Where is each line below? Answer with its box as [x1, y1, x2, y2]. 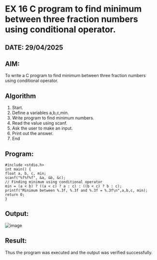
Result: [5, 237, 27, 245]
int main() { [5, 167, 31, 172]
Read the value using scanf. [12, 120, 68, 126]
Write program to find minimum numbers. [12, 115, 94, 121]
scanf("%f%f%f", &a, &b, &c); [5, 176, 66, 180]
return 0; [5, 193, 25, 197]
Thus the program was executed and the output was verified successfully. [5, 249, 153, 255]
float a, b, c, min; [5, 171, 47, 176]
